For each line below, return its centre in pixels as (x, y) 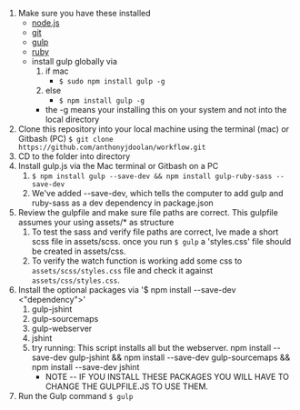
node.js (45, 23)
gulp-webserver (62, 328)
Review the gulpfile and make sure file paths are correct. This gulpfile (148, 212)
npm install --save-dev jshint (85, 367)
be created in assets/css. (79, 251)
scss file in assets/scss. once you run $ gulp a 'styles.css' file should (161, 241)
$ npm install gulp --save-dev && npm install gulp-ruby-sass (152, 176)
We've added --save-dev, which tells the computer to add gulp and (157, 193)
